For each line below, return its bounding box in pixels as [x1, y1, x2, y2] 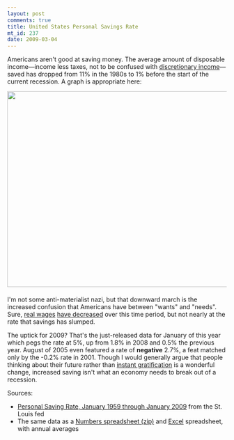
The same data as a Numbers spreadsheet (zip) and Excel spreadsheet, [17, 417, 224, 425]
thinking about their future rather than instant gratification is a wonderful [7, 361, 215, 369]
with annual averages [17, 425, 79, 433]
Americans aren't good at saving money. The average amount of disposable [7, 55, 225, 63]
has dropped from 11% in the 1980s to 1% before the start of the [26, 70, 209, 79]
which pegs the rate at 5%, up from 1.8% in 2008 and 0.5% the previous [7, 338, 214, 347]
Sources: [7, 389, 33, 398]
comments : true [7, 17, 52, 24]
